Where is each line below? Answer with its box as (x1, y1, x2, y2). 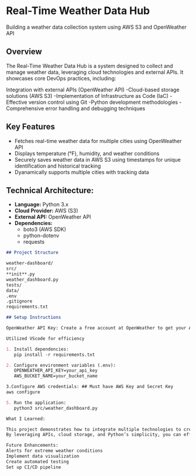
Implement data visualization (6, 453, 80, 459)
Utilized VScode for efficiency (6, 335, 85, 341)
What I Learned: (6, 416, 45, 421)
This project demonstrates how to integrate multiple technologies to (6, 426, 181, 432)
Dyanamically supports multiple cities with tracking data (14, 168, 149, 175)
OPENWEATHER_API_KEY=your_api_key (13, 368, 98, 373)
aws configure (6, 389, 41, 395)
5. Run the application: (6, 400, 66, 406)
